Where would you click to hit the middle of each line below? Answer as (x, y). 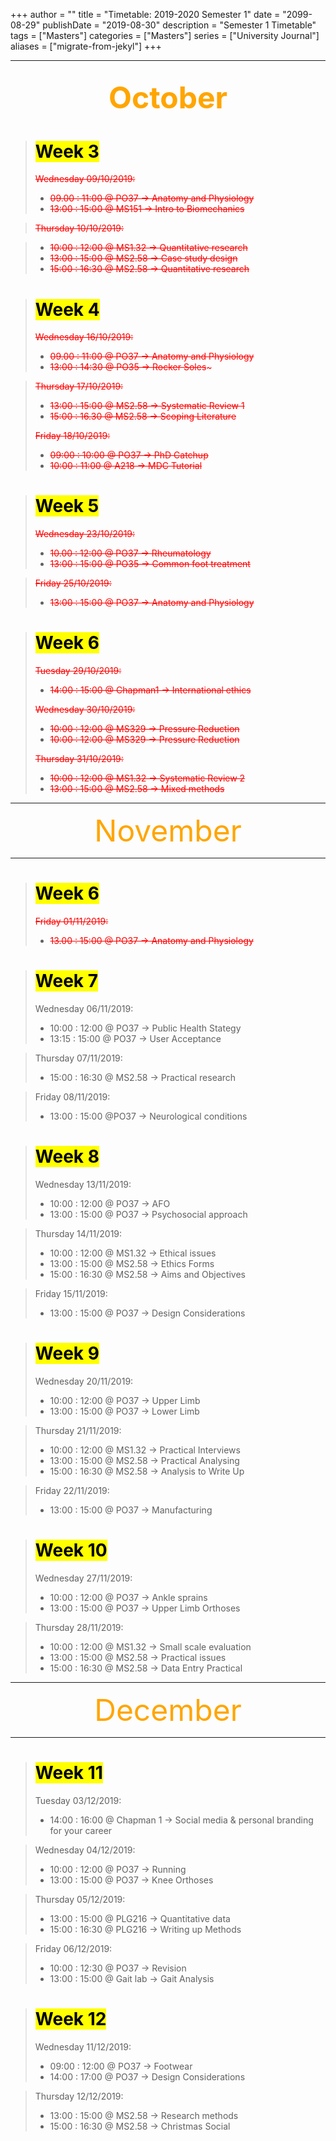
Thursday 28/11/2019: (79, 1627)
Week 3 (67, 151)
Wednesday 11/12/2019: (83, 2046)
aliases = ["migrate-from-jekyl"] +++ (86, 46)
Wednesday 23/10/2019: (85, 534)
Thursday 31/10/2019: (79, 759)
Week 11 (68, 1773)
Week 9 (67, 1353)
